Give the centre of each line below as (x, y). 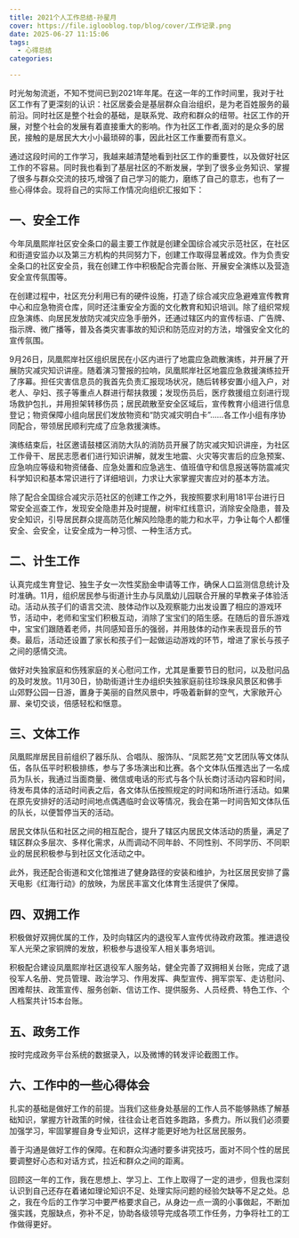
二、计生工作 (44, 561)
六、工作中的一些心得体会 (79, 1085)
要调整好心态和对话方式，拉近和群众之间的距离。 (99, 1161)
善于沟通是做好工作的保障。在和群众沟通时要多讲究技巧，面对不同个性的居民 (149, 1149)
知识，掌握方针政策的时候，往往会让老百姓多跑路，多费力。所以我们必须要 (153, 1119)
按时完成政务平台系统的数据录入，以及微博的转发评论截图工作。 (126, 1055)
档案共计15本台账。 (52, 1001)
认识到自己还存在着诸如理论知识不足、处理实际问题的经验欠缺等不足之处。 (145, 1190)
